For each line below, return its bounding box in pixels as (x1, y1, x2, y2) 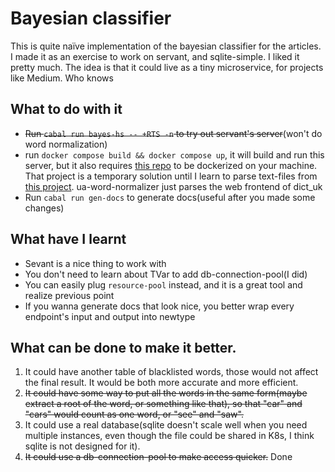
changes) (24, 202, 65, 214)
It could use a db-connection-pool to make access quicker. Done (24, 451, 293, 463)
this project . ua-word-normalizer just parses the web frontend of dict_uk (24, 180, 323, 192)
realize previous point (24, 289, 115, 301)
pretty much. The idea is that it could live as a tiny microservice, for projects (10, 61, 324, 73)
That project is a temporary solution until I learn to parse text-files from (24, 170, 318, 182)
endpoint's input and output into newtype (24, 310, 196, 322)
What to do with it (10, 101, 123, 118)
